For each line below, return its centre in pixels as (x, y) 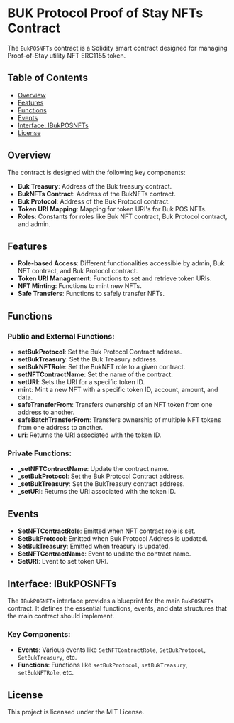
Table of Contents (48, 78)
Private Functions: (40, 453)
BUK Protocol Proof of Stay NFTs (105, 13)
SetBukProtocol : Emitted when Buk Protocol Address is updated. (112, 539)
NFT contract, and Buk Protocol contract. (78, 271)
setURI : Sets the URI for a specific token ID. (81, 382)
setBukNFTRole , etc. (46, 672)
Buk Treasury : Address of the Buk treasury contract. (95, 186)
